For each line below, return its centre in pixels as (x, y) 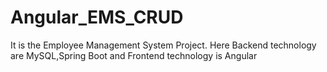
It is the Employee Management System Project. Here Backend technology (163, 45)
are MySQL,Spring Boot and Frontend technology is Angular (134, 55)
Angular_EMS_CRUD (97, 17)
